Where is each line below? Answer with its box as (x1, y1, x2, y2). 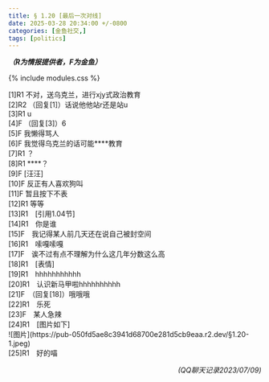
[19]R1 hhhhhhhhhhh (8, 269, 82, 279)
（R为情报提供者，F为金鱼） (8, 57, 102, 67)
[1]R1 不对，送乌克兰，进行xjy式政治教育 (8, 90, 141, 100)
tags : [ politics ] (8, 34, 67, 43)
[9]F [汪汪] (8, 169, 44, 179)
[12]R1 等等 (8, 199, 45, 209)
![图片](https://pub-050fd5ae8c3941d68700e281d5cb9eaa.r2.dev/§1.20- (8, 330, 250, 339)
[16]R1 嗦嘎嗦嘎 (8, 239, 64, 249)
